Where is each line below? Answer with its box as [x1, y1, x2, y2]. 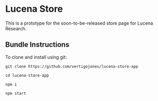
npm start [5, 91, 27, 96]
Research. [5, 25, 27, 31]
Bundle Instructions [5, 41, 70, 49]
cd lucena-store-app [5, 73, 50, 78]
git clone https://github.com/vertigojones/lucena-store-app [5, 64, 139, 69]
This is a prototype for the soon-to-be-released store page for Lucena [5, 20, 153, 26]
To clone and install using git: [5, 54, 67, 60]
